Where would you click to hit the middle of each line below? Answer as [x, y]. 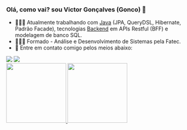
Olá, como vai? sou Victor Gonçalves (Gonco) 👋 [76, 10]
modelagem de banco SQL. [48, 35]
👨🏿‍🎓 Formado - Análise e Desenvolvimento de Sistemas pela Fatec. [98, 42]
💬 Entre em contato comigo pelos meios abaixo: [73, 48]
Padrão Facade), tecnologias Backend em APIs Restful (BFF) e [91, 29]
